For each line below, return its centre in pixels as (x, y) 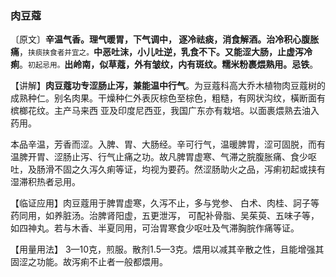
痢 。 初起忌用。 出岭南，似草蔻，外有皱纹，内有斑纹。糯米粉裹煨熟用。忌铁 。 (164, 64)
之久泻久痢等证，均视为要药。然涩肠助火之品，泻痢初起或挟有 (198, 169)
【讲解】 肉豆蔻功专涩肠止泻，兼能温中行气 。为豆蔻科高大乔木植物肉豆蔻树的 (168, 86)
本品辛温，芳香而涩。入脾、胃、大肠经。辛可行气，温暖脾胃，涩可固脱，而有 (168, 144)
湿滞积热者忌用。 (45, 182)
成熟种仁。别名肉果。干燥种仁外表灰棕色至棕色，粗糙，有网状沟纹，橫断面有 (168, 98)
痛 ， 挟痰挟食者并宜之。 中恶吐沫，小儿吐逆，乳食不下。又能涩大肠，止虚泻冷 (161, 52)
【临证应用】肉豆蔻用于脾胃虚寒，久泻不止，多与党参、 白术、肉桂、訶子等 (165, 203)
